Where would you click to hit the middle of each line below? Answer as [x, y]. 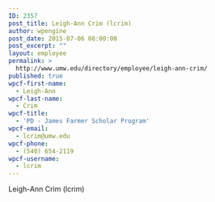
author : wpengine [38, 31]
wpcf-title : [28, 114]
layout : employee [38, 53]
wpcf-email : [28, 128]
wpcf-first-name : [38, 83]
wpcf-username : [34, 158]
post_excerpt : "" [38, 46]
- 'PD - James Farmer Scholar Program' [83, 121]
